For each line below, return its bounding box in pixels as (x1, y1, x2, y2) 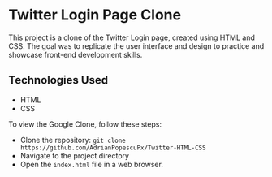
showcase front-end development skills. (8, 50, 143, 59)
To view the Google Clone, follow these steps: (8, 119, 162, 129)
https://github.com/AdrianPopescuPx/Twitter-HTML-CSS (19, 144, 206, 152)
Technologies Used (8, 73, 108, 87)
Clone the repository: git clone (19, 135, 126, 145)
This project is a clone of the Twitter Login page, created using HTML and (8, 32, 256, 42)
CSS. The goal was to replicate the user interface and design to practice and (8, 41, 265, 50)
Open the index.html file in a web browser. (19, 159, 164, 169)
